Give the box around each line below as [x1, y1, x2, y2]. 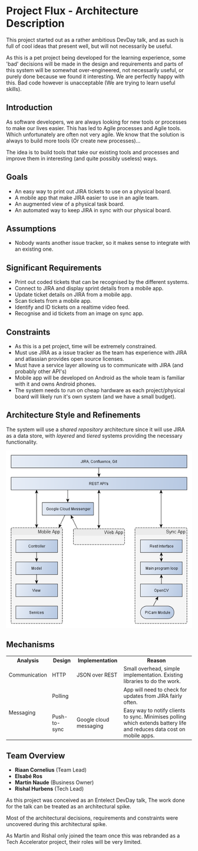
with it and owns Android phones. [14, 380, 97, 387]
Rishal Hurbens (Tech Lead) [14, 785, 84, 792]
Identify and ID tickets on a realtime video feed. [14, 303, 130, 311]
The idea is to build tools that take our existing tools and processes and [6, 148, 179, 156]
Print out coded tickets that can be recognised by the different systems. [14, 279, 189, 286]
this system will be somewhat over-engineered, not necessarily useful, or [6, 66, 184, 73]
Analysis [16, 657, 39, 664]
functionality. [6, 438, 38, 445]
